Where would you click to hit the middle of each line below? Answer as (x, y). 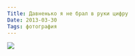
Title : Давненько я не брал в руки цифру (68, 13)
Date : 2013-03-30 (32, 20)
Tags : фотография (32, 26)
